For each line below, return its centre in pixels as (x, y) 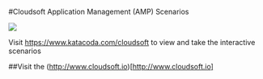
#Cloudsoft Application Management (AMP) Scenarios (99, 12)
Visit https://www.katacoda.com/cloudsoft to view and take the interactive (132, 42)
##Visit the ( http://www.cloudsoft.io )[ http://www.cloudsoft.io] (111, 67)
